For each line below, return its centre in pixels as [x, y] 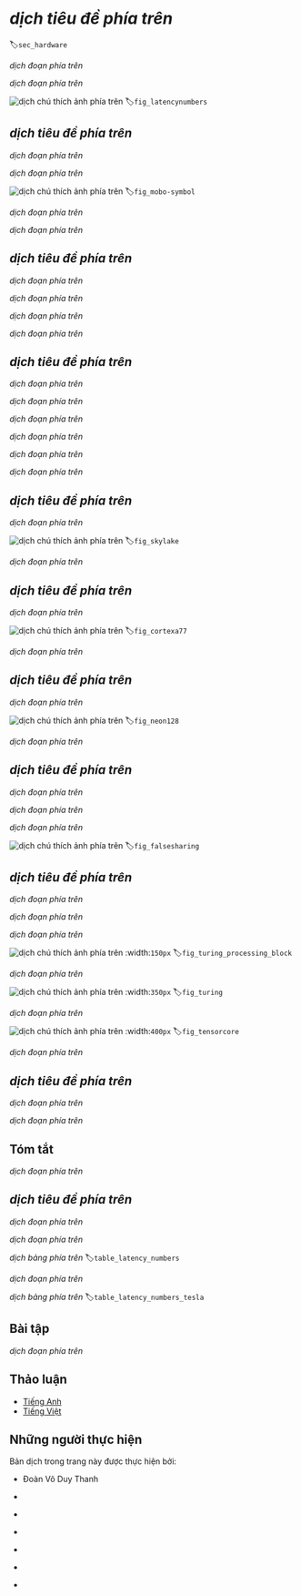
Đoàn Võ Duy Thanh [60, 1479]
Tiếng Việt [42, 1411]
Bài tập [30, 1329]
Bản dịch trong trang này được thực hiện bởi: [93, 1461]
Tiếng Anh [42, 1401]
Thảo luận [39, 1380]
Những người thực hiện [76, 1439]
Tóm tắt [32, 1149]
